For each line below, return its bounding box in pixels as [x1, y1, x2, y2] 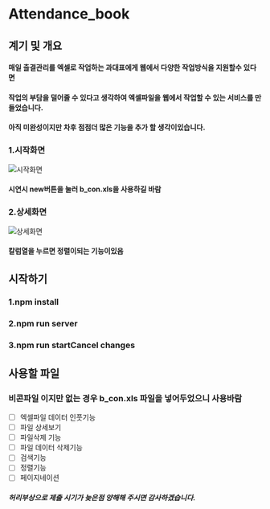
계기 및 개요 [8, 39, 63, 52]
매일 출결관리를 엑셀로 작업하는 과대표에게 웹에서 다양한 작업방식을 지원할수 [8, 63, 243, 72]
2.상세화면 [8, 207, 47, 218]
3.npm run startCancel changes [8, 339, 135, 351]
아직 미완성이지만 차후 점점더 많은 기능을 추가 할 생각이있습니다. [8, 122, 206, 133]
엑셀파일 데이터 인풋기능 [19, 412, 96, 422]
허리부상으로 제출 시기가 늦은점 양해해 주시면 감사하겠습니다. [8, 493, 196, 503]
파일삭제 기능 [19, 433, 62, 442]
